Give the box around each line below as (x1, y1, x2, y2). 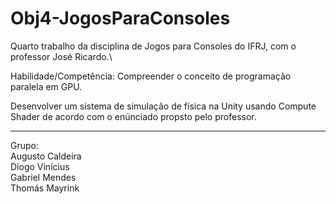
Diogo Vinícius (10, 160, 70, 172)
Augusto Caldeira (10, 150, 82, 162)
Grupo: (10, 139, 39, 151)
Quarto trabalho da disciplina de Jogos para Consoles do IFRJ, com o (10, 40, 297, 52)
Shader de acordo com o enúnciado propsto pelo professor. (10, 110, 257, 122)
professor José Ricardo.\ (10, 50, 113, 62)
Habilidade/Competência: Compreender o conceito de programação (10, 70, 292, 82)
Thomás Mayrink (10, 182, 80, 194)
